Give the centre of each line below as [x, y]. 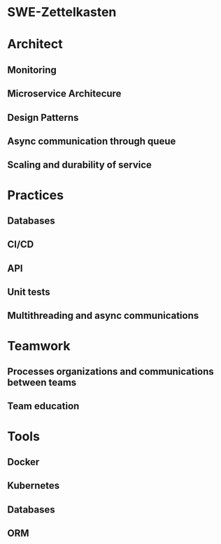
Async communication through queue [92, 141]
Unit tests [29, 292]
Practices [36, 195]
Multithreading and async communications [103, 316]
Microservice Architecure [64, 94]
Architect [35, 44]
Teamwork [39, 346]
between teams [42, 383]
